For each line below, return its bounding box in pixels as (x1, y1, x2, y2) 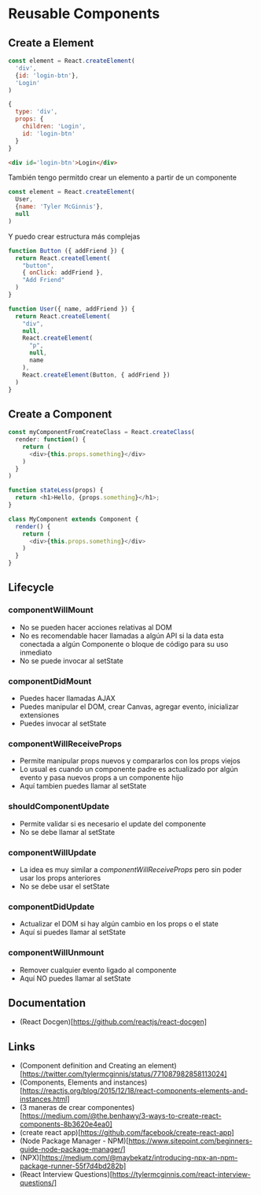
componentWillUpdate (8, 847, 97, 858)
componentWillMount (8, 604, 94, 615)
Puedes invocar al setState (19, 718, 107, 729)
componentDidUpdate (8, 901, 95, 912)
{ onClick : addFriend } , (22, 269, 104, 276)
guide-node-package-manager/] (19, 1145, 126, 1154)
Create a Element (8, 36, 94, 50)
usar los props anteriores (19, 873, 101, 882)
